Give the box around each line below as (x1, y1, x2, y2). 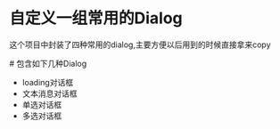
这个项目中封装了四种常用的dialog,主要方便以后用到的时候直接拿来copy (9, 39, 271, 50)
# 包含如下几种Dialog (9, 58, 87, 69)
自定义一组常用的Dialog (9, 8, 183, 28)
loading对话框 (21, 77, 74, 87)
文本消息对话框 (21, 88, 78, 99)
